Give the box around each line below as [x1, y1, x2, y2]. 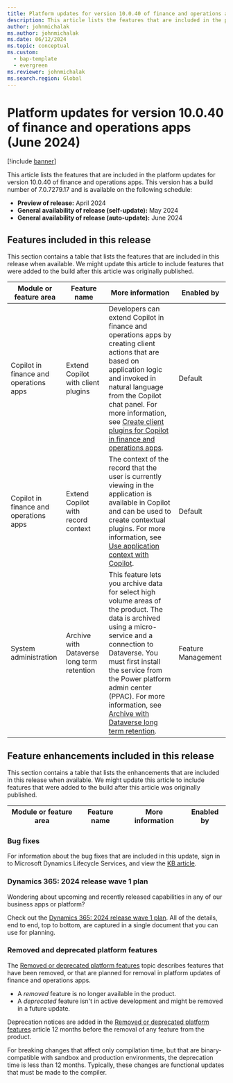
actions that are [108, 348, 159, 357]
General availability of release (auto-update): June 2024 [17, 213, 183, 222]
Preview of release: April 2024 [17, 199, 106, 207]
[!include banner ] [7, 157, 57, 165]
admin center [108, 683, 152, 692]
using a [108, 622, 133, 632]
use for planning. [7, 928, 55, 936]
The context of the [108, 455, 169, 464]
